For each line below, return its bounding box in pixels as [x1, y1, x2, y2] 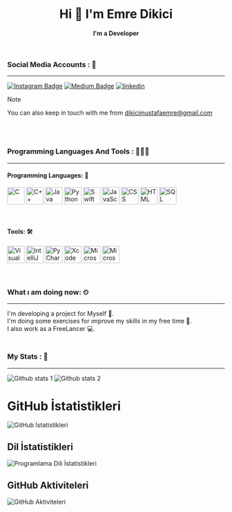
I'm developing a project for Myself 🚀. [7, 310, 115, 318]
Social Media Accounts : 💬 [7, 59, 97, 69]
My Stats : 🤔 [7, 352, 48, 361]
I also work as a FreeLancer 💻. [7, 325, 95, 333]
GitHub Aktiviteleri [7, 480, 89, 491]
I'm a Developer [93, 29, 139, 37]
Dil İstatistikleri [7, 441, 74, 453]
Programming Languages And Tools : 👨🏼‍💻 [7, 146, 150, 156]
